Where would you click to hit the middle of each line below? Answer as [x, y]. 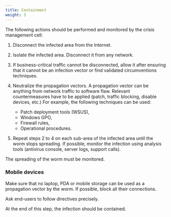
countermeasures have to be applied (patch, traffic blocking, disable [84, 96]
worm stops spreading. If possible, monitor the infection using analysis [87, 144]
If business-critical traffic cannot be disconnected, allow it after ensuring [89, 65]
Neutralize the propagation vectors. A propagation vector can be [81, 86]
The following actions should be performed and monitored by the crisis [80, 29]
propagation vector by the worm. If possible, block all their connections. [81, 189]
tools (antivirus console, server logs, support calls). [67, 149]
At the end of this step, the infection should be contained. [66, 209]
